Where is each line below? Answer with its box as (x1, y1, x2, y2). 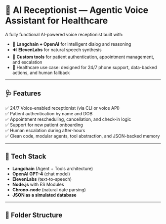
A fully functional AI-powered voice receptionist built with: (5, 31, 124, 37)
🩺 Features (5, 89, 41, 98)
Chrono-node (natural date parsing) (12, 186, 86, 193)
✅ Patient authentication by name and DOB (5, 110, 93, 116)
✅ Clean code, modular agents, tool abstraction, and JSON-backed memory (5, 133, 160, 139)
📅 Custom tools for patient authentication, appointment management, (12, 54, 155, 60)
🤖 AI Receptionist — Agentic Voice (5, 4, 149, 16)
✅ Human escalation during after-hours (5, 127, 85, 133)
